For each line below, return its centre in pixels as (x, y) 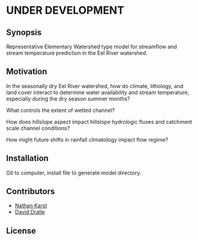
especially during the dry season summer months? (68, 98)
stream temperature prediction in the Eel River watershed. (77, 53)
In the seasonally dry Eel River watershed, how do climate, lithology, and (95, 86)
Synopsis (24, 32)
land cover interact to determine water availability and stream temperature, (98, 92)
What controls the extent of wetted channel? (60, 110)
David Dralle (30, 212)
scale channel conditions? (38, 128)
